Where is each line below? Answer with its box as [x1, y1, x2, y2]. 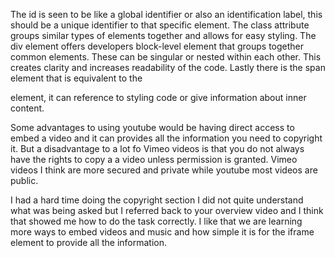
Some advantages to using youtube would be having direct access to [10, 122, 295, 133]
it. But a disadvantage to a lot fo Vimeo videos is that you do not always [10, 143, 305, 154]
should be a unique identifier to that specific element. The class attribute [10, 19, 310, 31]
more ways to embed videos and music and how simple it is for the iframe [10, 226, 315, 238]
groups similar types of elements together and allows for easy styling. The [10, 30, 317, 41]
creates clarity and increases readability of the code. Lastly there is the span [10, 62, 326, 73]
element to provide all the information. [10, 237, 168, 248]
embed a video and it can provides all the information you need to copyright [10, 132, 323, 144]
